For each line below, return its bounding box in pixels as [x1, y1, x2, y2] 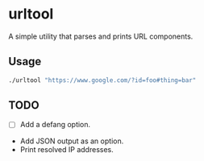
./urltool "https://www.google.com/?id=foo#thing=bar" [8, 76, 197, 85]
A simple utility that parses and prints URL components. [8, 31, 194, 41]
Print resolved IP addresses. [19, 144, 114, 154]
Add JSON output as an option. [19, 136, 124, 146]
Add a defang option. [19, 120, 91, 130]
